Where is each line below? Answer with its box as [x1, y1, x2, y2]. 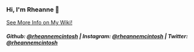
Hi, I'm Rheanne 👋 [6, 5, 59, 14]
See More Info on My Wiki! [6, 19, 73, 26]
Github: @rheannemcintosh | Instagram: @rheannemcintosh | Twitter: [6, 32, 188, 39]
